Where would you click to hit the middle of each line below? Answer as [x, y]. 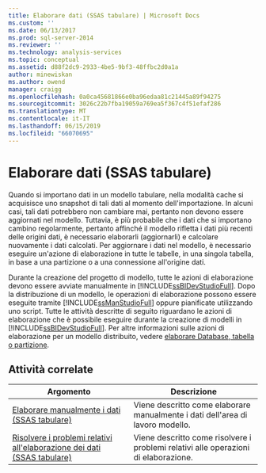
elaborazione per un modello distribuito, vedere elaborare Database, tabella [131, 336]
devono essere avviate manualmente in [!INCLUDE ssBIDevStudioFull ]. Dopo [132, 285]
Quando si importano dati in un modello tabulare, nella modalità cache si [126, 194]
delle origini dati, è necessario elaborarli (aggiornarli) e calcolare [114, 236]
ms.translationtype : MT [47, 112]
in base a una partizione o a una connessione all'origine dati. [107, 261]
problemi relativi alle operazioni [192, 448]
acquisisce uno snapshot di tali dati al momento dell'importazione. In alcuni [131, 203]
